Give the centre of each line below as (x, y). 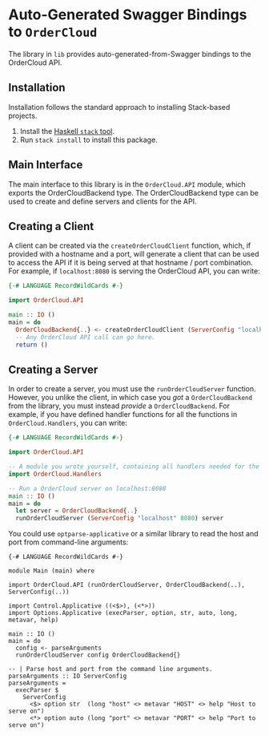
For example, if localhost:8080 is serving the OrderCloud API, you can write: (134, 271)
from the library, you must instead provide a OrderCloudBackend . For (119, 406)
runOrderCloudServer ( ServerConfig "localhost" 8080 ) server (120, 519)
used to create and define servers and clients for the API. (102, 201)
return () (32, 345)
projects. (23, 115)
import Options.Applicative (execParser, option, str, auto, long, (123, 613)
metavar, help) (34, 620)
